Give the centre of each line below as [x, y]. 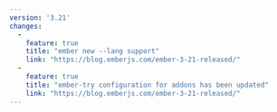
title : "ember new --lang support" [93, 51]
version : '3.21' [40, 18]
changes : [26, 26]
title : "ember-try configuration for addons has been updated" [148, 85]
